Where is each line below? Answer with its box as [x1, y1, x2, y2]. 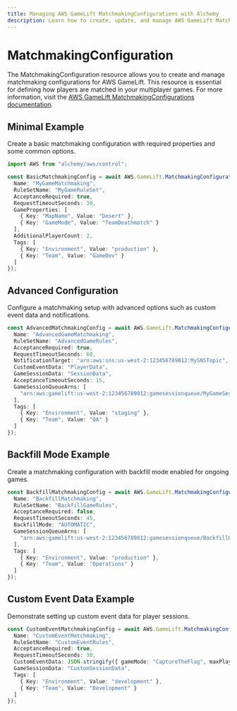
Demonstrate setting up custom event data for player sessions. [7, 612, 190, 620]
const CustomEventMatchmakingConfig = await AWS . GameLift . [7, 625, 185, 633]
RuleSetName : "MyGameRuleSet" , [13, 186, 106, 194]
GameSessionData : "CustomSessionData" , [13, 665, 131, 672]
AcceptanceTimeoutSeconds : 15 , [13, 377, 106, 384]
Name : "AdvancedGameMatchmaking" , [13, 330, 115, 338]
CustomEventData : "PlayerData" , [13, 364, 109, 371]
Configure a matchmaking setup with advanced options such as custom [7, 304, 217, 312]
